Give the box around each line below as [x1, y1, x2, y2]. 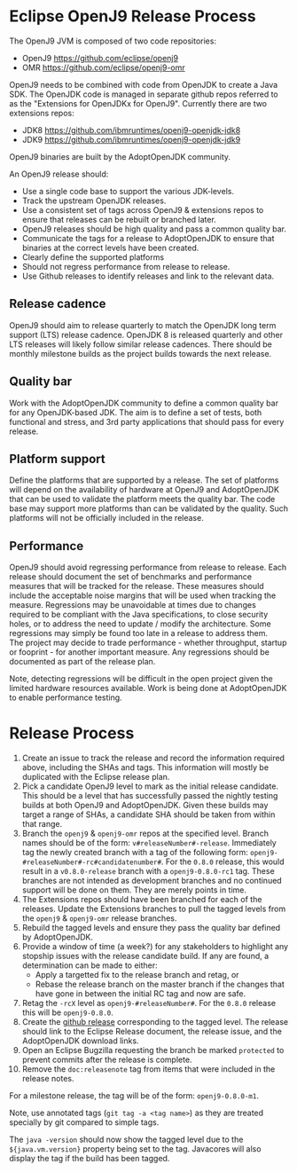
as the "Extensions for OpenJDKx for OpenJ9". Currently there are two [9, 98, 268, 108]
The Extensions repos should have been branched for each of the [21, 894, 262, 905]
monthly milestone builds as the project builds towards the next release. [9, 348, 272, 358]
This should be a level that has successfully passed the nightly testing [21, 791, 278, 801]
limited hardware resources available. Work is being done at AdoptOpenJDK [9, 683, 287, 694]
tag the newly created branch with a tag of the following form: [21, 847, 248, 858]
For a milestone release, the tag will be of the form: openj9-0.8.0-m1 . [9, 1090, 260, 1101]
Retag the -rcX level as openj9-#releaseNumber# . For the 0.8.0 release [21, 998, 277, 1009]
